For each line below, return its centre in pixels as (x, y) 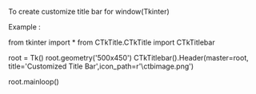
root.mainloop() (34, 82)
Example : (25, 27)
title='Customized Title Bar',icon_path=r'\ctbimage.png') (101, 66)
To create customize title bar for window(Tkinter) (89, 12)
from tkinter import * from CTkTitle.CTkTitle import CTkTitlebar (112, 42)
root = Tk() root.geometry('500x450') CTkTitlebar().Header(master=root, (129, 58)
